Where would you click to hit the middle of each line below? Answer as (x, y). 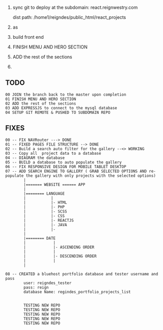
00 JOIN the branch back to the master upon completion (66, 95)
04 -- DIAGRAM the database (35, 158)
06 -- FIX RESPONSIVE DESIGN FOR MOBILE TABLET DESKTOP (66, 167)
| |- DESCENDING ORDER (60, 256)
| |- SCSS (45, 211)
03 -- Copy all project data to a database (53, 153)
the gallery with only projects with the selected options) (91, 176)
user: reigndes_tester (48, 283)
